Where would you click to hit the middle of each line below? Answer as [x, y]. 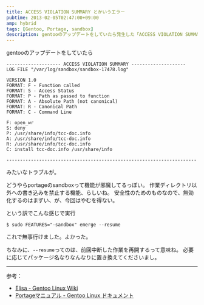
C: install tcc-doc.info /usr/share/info [59, 150]
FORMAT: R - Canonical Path [42, 107]
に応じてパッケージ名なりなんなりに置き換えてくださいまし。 [83, 258]
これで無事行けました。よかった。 [49, 237]
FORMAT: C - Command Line [39, 112]
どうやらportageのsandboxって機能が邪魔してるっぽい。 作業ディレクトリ [99, 185]
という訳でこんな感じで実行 [41, 213]
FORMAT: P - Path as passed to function [58, 96]
